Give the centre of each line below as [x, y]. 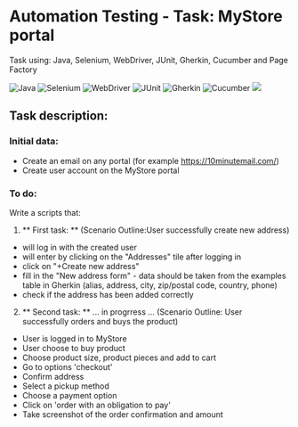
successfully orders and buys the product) [100, 321]
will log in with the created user [80, 247]
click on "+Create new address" [81, 266]
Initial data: [34, 142]
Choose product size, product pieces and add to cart [119, 357]
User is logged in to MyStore [74, 338]
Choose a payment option [69, 395]
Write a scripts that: [45, 212]
